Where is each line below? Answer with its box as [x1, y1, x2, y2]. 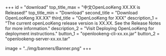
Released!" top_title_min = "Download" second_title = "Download [5, 10, 138, 16]
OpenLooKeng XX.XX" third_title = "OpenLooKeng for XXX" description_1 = [5, 15, 158, 21]
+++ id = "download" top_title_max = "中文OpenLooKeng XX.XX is [5, 4, 140, 10]
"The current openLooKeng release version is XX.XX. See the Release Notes [5, 20, 161, 26]
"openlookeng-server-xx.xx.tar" [5, 36, 70, 42]
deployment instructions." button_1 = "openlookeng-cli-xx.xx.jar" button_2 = [5, 31, 160, 36]
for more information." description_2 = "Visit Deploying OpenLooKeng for [5, 26, 155, 31]
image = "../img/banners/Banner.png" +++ [5, 46, 92, 51]
